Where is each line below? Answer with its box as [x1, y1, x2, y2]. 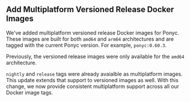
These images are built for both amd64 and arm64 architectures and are [6, 35, 174, 43]
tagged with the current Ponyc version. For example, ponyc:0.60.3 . [6, 41, 167, 48]
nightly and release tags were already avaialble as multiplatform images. [6, 70, 183, 78]
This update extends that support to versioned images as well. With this [6, 76, 179, 83]
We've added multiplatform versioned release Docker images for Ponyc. [6, 29, 179, 36]
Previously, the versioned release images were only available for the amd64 [6, 52, 185, 60]
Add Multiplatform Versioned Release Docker [6, 5, 174, 15]
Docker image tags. [6, 89, 53, 96]
